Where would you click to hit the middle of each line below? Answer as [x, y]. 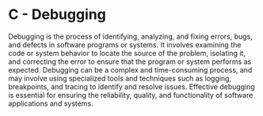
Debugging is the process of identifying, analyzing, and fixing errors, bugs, [131, 36]
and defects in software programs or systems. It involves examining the [125, 44]
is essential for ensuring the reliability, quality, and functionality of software [131, 95]
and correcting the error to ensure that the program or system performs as [130, 62]
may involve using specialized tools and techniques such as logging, [120, 78]
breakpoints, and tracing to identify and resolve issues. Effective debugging [131, 86]
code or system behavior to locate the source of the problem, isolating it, [127, 53]
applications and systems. [51, 103]
